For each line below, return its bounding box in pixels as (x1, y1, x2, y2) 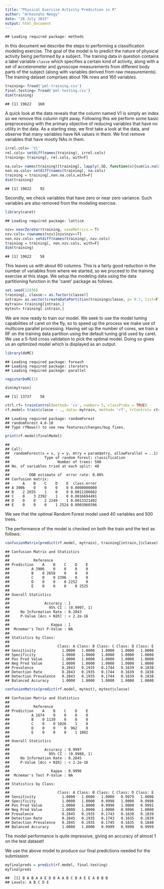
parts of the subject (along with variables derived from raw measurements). (5, 69, 157, 75)
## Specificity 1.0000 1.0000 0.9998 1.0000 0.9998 (5, 798, 154, 804)
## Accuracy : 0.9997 (5, 747, 82, 752)
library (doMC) (5, 350, 34, 356)
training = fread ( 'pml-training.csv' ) (5, 84, 82, 89)
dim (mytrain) (5, 386, 32, 391)
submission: (5, 853, 29, 859)
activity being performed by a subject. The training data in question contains (5, 53, 159, 59)
